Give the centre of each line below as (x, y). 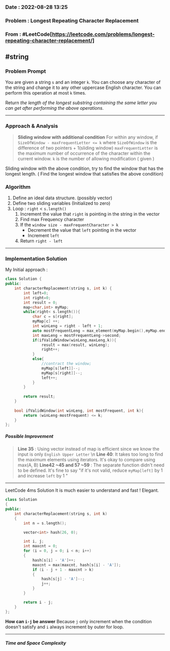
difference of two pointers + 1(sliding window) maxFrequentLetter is (88, 148)
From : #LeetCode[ (29, 34)
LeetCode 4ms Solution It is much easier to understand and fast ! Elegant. (82, 490)
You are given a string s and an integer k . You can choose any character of (83, 82)
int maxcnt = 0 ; (40, 546)
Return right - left (41, 241)
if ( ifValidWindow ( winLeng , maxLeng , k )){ (74, 340)
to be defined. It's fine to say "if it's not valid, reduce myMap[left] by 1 (90, 470)
